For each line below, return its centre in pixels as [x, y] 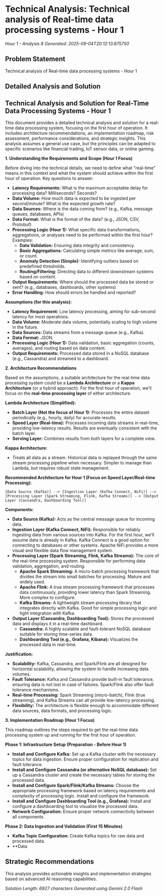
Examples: [23, 240]
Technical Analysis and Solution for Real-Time [77, 103]
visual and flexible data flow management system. [63, 550]
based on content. [38, 277]
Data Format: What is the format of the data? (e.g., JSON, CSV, [76, 219]
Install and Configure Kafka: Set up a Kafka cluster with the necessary [84, 754]
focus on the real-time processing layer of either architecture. [68, 393]
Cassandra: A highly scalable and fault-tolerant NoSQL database [85, 629]
